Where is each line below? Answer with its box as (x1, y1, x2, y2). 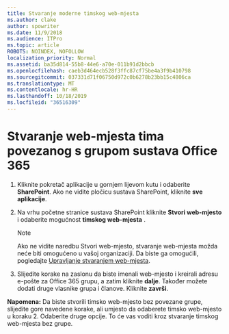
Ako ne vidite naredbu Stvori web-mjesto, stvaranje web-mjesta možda (16, 242, 218, 250)
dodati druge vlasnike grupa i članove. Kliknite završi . (16, 284, 169, 292)
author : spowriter (7, 23, 59, 29)
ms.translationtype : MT (7, 80, 75, 87)
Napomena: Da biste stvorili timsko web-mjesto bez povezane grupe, (7, 297, 203, 305)
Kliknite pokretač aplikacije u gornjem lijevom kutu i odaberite (16, 180, 190, 188)
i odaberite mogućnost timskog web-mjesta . (16, 215, 146, 223)
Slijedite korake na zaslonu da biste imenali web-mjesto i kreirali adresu (16, 270, 219, 278)
